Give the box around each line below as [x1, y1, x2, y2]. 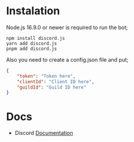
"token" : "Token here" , [17, 73, 76, 79]
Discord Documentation [14, 130, 73, 137]
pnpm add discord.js [6, 46, 58, 52]
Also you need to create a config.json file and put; [6, 56, 129, 63]
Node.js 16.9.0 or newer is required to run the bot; [6, 24, 128, 31]
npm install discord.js [6, 35, 66, 41]
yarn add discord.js [6, 40, 58, 46]
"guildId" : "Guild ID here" [17, 84, 86, 90]
